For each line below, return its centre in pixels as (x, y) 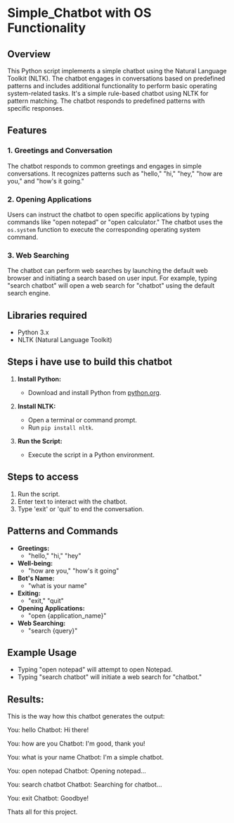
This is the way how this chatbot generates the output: (86, 717)
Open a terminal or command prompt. (82, 420)
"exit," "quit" (46, 600)
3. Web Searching (38, 255)
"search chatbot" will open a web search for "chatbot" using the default (111, 286)
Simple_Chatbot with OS (79, 13)
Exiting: (29, 593)
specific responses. (36, 108)
